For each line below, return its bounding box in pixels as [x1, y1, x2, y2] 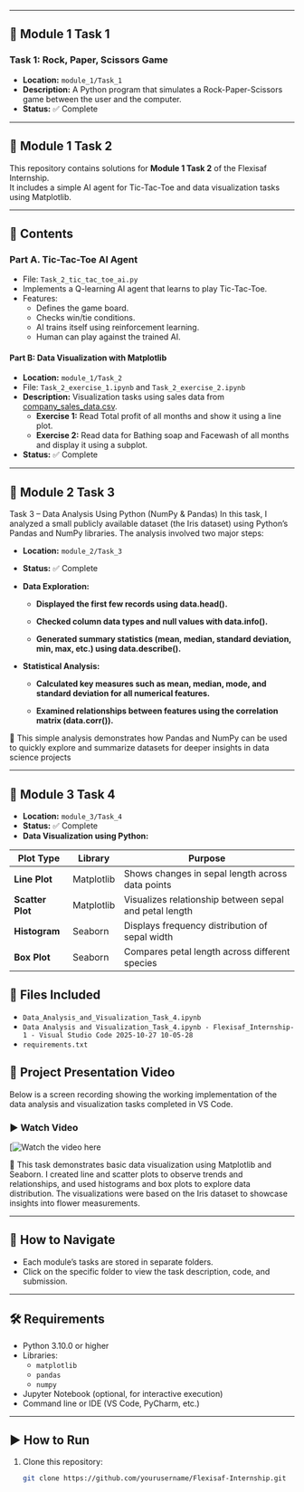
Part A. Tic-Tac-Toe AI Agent [9, 253, 138, 265]
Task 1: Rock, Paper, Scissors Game [9, 53, 169, 66]
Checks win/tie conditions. [35, 312, 136, 323]
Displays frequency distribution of [123, 920, 269, 932]
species [123, 957, 157, 970]
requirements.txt [22, 1040, 89, 1049]
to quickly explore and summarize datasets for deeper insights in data [9, 742, 270, 753]
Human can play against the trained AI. [35, 331, 181, 342]
